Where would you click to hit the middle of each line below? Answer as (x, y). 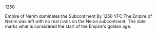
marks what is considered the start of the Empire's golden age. (68, 26)
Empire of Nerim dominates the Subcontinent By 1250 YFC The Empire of (78, 16)
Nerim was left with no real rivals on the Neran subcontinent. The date (76, 21)
